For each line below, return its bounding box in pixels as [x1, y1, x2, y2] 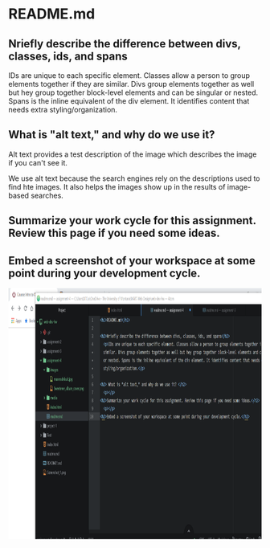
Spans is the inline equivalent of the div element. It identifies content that [8, 96, 250, 105]
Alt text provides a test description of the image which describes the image [8, 149, 257, 159]
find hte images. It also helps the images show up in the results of [8, 182, 226, 191]
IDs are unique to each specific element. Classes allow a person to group [8, 71, 251, 80]
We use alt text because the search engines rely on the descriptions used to [8, 174, 260, 183]
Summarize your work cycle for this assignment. [8, 214, 256, 227]
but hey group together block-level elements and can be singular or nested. [8, 88, 259, 97]
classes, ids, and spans [8, 49, 129, 63]
